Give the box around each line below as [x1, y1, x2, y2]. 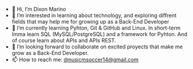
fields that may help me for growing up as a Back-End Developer [11, 18, 170, 25]
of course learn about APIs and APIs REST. [11, 37, 117, 44]
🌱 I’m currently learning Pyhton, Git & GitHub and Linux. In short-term [11, 24, 181, 31]
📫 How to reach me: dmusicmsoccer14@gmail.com [11, 56, 139, 63]
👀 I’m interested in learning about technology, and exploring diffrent [11, 12, 176, 19]
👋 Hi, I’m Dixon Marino [11, 6, 66, 12]
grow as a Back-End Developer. [11, 50, 89, 56]
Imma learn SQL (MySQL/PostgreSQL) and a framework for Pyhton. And [11, 31, 188, 38]
